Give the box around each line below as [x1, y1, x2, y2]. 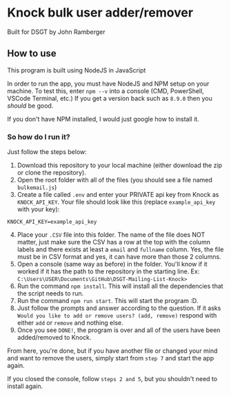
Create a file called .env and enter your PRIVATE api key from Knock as [17, 191, 219, 199]
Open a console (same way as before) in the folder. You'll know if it [17, 260, 208, 269]
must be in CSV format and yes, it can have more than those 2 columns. [17, 253, 222, 261]
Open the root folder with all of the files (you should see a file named [17, 176, 212, 184]
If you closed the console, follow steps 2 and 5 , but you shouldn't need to [7, 375, 218, 383]
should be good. [7, 101, 54, 110]
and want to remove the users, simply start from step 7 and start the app [7, 354, 214, 362]
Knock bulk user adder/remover [7, 5, 194, 21]
